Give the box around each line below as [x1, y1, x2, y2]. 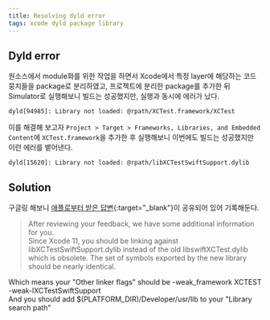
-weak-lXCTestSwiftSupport [8, 286, 102, 296]
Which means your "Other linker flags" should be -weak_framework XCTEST [8, 277, 262, 287]
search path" [8, 303, 51, 313]
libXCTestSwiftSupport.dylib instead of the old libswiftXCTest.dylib [27, 244, 249, 254]
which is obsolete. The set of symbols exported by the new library [27, 253, 247, 263]
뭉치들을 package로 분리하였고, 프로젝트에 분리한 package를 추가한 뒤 [8, 81, 231, 91]
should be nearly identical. [27, 262, 117, 272]
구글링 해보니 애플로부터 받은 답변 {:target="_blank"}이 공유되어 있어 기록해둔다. [8, 203, 260, 213]
